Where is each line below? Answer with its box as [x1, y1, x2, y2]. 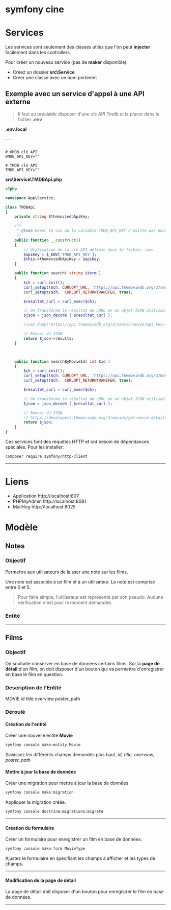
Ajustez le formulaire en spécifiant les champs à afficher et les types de [5, 855, 156, 861]
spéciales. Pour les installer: [5, 444, 64, 450]
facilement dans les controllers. [5, 50, 71, 56]
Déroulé [5, 708, 25, 715]
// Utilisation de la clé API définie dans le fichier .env [23, 247, 154, 252]
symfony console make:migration [5, 790, 74, 795]
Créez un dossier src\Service [12, 69, 75, 75]
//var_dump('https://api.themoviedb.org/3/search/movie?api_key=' [23, 322, 167, 328]
